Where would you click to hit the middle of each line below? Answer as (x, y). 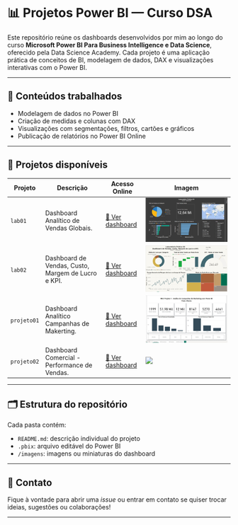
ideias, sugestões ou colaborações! (59, 507)
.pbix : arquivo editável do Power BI (69, 446)
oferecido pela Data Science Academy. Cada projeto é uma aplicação (109, 52)
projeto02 (25, 362)
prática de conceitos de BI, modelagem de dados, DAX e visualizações (110, 59)
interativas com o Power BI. (47, 67)
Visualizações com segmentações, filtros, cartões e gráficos (106, 128)
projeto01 (25, 321)
